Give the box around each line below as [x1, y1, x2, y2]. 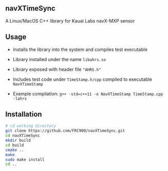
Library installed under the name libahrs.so [12, 56, 106, 62]
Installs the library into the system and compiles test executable [12, 46, 148, 52]
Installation [5, 110, 42, 119]
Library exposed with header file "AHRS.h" [12, 66, 101, 72]
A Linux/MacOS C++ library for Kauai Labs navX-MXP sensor [5, 17, 135, 24]
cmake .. [5, 147, 24, 153]
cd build [5, 142, 24, 148]
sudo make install [5, 157, 45, 162]
